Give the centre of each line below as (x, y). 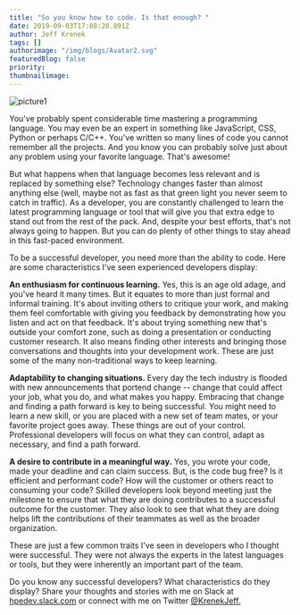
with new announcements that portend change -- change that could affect (146, 387)
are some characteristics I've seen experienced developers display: (133, 267)
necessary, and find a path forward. (75, 444)
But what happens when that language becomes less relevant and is (135, 173)
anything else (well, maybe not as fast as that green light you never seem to (148, 192)
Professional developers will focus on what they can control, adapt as (137, 434)
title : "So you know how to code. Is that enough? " (109, 17)
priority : (28, 68)
